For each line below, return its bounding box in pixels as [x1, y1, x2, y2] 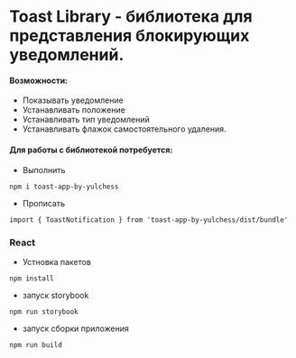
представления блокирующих [9, 25, 250, 46]
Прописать [22, 197, 66, 208]
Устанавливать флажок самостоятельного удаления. [22, 124, 227, 134]
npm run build [9, 340, 63, 349]
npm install [9, 273, 54, 283]
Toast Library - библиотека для [9, 6, 253, 27]
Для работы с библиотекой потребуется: [9, 144, 173, 155]
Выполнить [22, 164, 66, 175]
